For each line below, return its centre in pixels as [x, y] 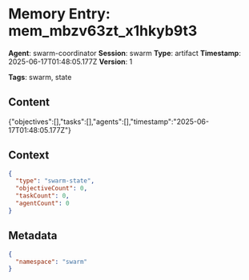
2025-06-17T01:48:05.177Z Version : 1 [70, 62]
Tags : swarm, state [40, 77]
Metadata [33, 236]
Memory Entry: [59, 14]
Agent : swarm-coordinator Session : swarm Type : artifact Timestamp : [125, 53]
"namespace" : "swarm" [52, 262]
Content [29, 102]
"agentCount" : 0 [42, 204]
